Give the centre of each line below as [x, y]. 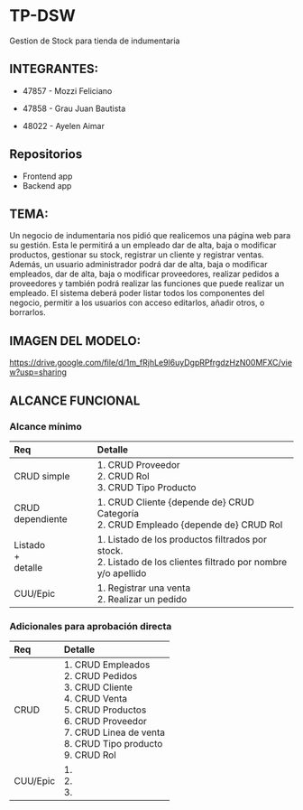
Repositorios [46, 154]
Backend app [47, 185]
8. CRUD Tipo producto [113, 744]
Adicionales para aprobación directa [91, 626]
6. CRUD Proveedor [105, 722]
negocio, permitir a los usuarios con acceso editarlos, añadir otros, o [137, 303]
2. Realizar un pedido [142, 599]
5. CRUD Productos [105, 710]
